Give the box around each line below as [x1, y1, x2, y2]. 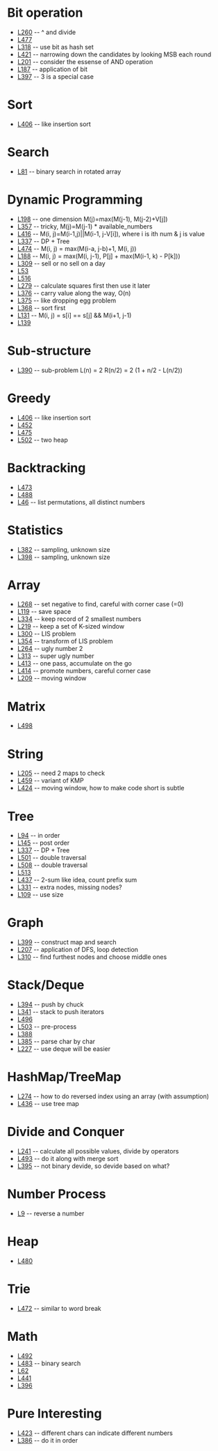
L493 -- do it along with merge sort [17, 1155, 119, 1162]
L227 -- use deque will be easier [17, 1045, 111, 1053]
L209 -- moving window [17, 674, 87, 682]
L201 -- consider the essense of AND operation [17, 57, 153, 66]
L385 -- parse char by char [17, 1037, 96, 1046]
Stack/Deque [7, 977, 85, 993]
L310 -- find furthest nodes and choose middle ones [17, 953, 167, 961]
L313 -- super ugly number [17, 652, 95, 660]
